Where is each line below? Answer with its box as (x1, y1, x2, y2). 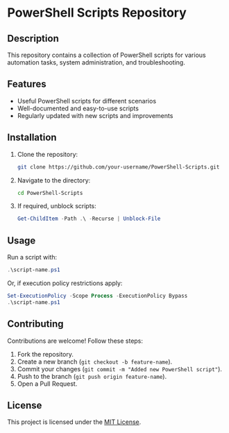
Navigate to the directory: (17, 176, 91, 185)
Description (7, 33, 59, 44)
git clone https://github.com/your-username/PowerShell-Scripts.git (17, 163, 220, 171)
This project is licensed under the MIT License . (7, 418, 142, 426)
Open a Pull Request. (17, 380, 78, 388)
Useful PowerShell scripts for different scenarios (17, 96, 157, 105)
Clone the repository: (17, 150, 78, 158)
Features (7, 78, 46, 90)
